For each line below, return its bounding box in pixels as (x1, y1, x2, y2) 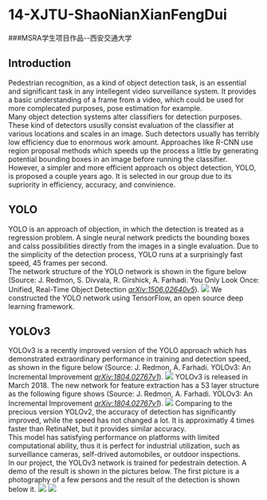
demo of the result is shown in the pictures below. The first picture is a (8, 466, 240, 476)
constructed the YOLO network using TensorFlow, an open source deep (8, 293, 244, 303)
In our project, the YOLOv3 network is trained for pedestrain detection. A (8, 458, 247, 468)
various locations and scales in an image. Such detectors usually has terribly (8, 129, 260, 138)
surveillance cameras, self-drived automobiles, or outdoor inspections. (8, 450, 241, 459)
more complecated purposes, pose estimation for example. (8, 103, 202, 113)
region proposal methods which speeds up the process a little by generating (8, 145, 259, 155)
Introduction (8, 57, 72, 70)
